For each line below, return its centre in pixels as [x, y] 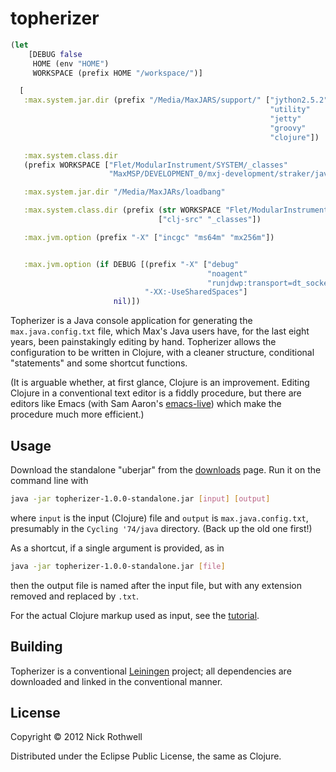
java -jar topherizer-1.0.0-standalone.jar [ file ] [118, 566]
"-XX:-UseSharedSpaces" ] [196, 292]
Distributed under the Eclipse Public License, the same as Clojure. [146, 756]
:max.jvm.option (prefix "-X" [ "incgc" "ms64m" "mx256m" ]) [149, 237]
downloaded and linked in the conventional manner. [116, 681]
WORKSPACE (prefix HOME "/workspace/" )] [117, 73]
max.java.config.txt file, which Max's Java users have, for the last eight [160, 331]
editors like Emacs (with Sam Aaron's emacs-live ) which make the [146, 404]
